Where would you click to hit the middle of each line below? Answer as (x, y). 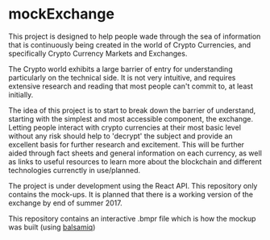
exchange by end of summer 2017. (65, 203)
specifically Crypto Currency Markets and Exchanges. (98, 53)
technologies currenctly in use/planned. (75, 170)
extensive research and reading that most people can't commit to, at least (131, 86)
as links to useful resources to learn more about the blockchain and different (135, 161)
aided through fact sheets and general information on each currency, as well (135, 153)
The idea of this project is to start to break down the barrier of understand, (132, 110)
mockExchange (62, 14)
